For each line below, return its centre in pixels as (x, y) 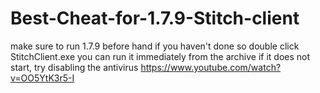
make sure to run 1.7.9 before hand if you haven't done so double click (155, 46)
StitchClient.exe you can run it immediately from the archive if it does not (160, 56)
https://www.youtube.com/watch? (211, 67)
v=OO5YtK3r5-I (42, 78)
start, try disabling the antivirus (74, 67)
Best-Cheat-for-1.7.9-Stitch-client (155, 18)
